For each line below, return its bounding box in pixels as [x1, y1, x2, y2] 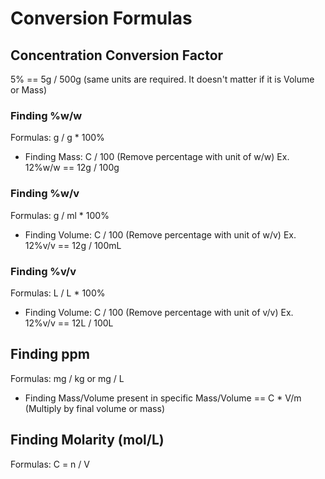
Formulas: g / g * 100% [10, 132, 105, 144]
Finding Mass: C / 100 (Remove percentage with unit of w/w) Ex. [24, 151, 290, 163]
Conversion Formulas [10, 7, 193, 30]
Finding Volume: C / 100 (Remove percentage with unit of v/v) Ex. [24, 306, 294, 318]
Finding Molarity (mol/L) [10, 432, 165, 449]
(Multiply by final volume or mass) [24, 402, 166, 414]
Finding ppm [10, 346, 90, 363]
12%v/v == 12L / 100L [24, 317, 114, 329]
